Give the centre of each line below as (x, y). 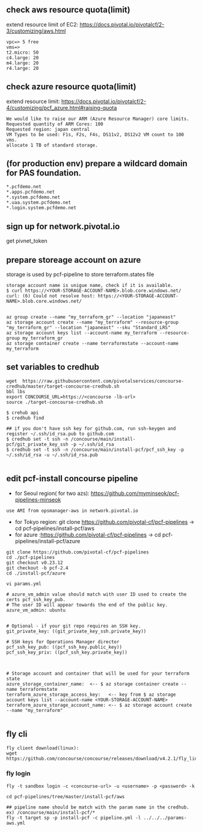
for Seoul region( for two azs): (52, 493)
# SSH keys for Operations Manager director (63, 641)
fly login (19, 774)
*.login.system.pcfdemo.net (41, 208)
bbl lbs (16, 391)
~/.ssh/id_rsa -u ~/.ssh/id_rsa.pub (52, 455)
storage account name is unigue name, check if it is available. (90, 286)
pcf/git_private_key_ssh (37, 444)
